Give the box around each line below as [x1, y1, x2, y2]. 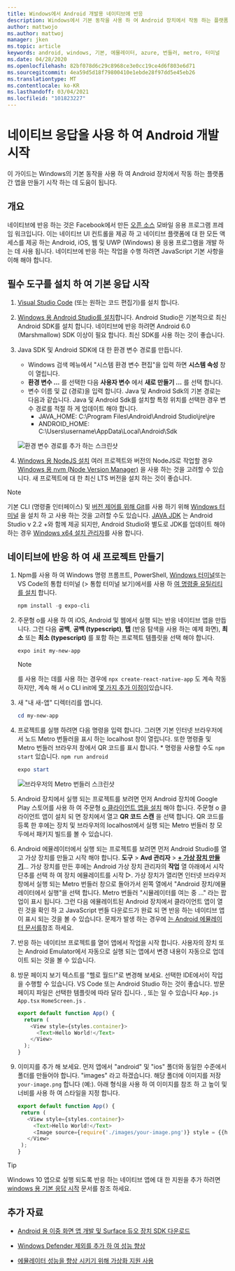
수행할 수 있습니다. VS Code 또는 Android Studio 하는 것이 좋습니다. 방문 [24, 979, 225, 988]
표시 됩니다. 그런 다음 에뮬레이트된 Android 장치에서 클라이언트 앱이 [30, 897, 215, 905]
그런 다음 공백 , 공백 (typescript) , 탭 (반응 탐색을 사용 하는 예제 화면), [32, 625, 221, 633]
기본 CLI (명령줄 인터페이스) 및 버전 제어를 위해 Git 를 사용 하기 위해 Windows [7, 502, 218, 510]
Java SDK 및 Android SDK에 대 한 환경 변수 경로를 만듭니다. [17, 345, 183, 354]
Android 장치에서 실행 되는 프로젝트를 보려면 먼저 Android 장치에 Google [17, 794, 218, 803]
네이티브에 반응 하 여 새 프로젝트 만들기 [7, 551, 164, 563]
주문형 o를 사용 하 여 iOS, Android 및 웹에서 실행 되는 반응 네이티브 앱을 [17, 616, 214, 625]
